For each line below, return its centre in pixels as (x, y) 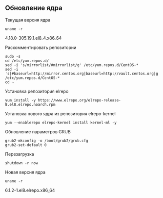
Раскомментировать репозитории (41, 47)
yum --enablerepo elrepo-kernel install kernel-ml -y (61, 123)
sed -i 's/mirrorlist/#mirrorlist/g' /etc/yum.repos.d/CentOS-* (72, 65)
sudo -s (13, 56)
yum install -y (20, 100)
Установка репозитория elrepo (37, 91)
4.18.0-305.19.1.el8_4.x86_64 (33, 38)
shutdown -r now (21, 163)
